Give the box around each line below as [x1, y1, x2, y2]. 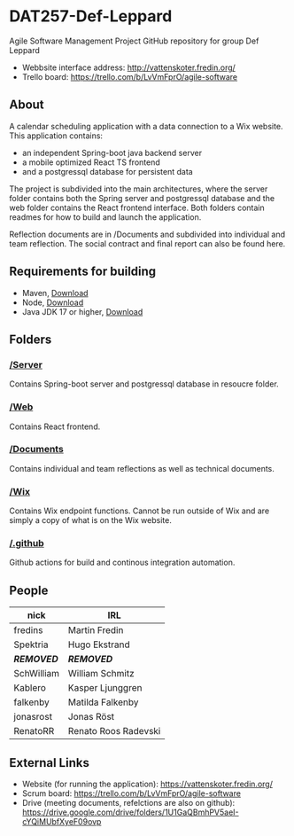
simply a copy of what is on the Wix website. [9, 515, 173, 526]
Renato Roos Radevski [67, 725, 161, 738]
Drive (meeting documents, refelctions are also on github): [21, 798, 236, 809]
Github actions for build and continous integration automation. [9, 557, 236, 568]
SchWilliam [13, 668, 60, 680]
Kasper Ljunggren [67, 682, 143, 694]
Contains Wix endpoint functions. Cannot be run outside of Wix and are [9, 505, 270, 516]
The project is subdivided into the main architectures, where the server [9, 184, 268, 194]
